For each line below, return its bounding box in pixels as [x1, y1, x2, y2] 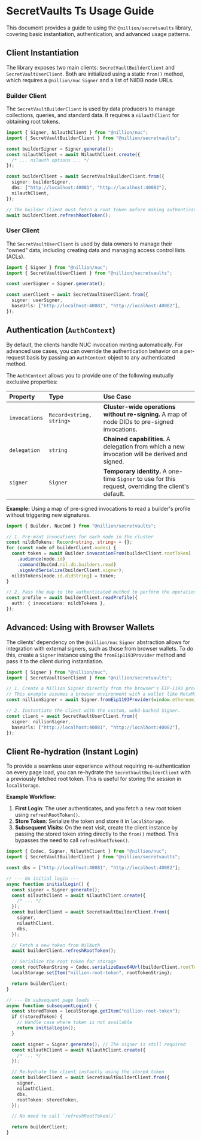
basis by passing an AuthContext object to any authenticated [26, 354, 175, 361]
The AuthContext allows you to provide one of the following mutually [6, 372, 174, 379]
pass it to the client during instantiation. [6, 657, 103, 664]
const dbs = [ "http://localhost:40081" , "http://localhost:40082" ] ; [6, 865, 181, 871]
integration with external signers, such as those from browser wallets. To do [6, 645, 193, 652]
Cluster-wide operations [103, 402, 176, 411]
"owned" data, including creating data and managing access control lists [6, 246, 185, 253]
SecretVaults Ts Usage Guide [6, 4, 154, 18]
